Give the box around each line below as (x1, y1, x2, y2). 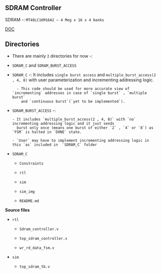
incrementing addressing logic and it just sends (12, 121, 115, 126)
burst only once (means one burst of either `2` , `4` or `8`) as (16, 125, 154, 130)
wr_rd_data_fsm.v (19, 245, 55, 250)
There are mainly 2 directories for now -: (12, 53, 93, 59)
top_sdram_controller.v (19, 236, 68, 241)
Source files (5, 207, 30, 213)
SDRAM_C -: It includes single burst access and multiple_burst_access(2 (12, 72, 156, 77)
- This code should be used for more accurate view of (16, 86, 130, 91)
